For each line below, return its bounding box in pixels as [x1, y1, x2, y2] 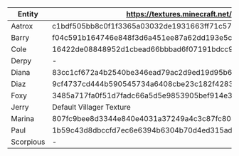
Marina [11, 114, 34, 123]
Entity [17, 9, 39, 19]
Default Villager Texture [52, 103, 132, 112]
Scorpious [11, 137, 46, 147]
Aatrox [11, 21, 33, 31]
